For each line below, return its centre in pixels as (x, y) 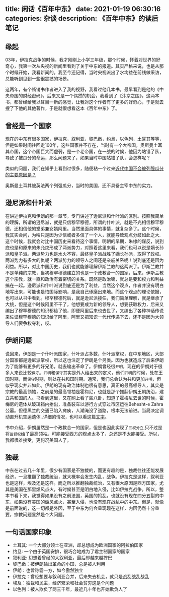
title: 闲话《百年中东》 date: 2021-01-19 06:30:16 (83, 9)
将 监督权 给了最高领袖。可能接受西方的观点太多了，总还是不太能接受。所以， (83, 434)
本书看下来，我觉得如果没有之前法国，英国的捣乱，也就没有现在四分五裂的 (82, 496)
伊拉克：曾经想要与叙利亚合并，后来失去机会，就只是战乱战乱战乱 (81, 577)
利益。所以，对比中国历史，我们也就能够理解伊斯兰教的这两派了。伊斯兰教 (82, 266)
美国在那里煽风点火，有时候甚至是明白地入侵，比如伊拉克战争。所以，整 (89, 489)
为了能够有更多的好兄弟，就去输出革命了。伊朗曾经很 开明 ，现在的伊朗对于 (82, 366)
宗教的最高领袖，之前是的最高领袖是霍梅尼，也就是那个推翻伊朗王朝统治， (82, 391)
